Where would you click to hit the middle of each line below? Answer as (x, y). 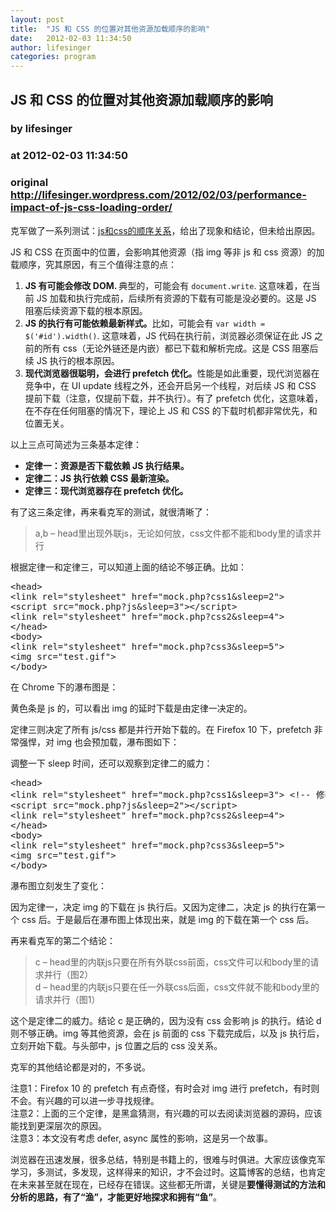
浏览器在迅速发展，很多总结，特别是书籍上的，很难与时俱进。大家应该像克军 (168, 1159)
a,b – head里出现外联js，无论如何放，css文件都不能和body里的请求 (173, 533)
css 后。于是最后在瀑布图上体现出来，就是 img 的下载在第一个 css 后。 (168, 919)
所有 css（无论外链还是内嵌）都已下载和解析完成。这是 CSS (166, 348)
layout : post (37, 19)
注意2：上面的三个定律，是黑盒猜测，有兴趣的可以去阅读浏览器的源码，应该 (166, 1113)
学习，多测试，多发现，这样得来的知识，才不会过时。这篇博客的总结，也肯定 (168, 1172)
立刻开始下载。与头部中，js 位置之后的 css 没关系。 (116, 1045)
